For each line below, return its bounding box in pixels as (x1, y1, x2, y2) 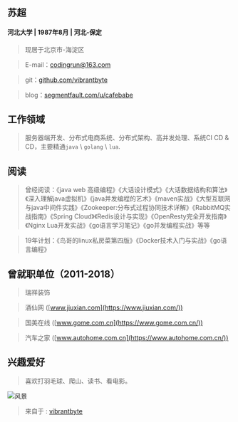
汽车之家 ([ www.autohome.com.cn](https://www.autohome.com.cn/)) (24, 334, 229, 342)
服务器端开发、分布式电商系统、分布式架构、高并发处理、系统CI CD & (24, 134, 229, 142)
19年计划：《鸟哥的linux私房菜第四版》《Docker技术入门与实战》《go (24, 236, 221, 245)
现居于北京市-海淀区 (24, 45, 85, 53)
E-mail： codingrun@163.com (24, 60, 111, 69)
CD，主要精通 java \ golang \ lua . (24, 142, 121, 151)
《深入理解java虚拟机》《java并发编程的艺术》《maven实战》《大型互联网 (24, 194, 231, 203)
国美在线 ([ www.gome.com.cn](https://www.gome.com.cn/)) (24, 319, 203, 327)
